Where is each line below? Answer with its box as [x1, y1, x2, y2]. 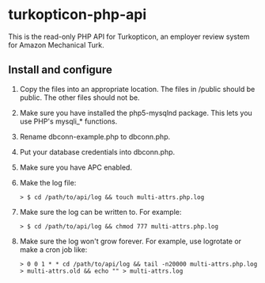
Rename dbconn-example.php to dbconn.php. [19, 132, 171, 141]
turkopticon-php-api [8, 6, 147, 24]
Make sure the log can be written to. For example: [19, 207, 182, 216]
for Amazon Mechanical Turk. [8, 40, 104, 49]
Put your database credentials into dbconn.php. [19, 147, 176, 156]
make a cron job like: [19, 244, 88, 254]
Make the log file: [19, 178, 77, 187]
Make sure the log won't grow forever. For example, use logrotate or [19, 236, 242, 246]
